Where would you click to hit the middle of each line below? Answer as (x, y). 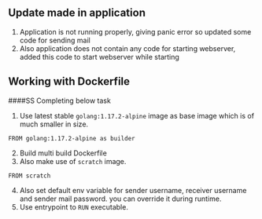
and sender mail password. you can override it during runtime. (120, 199)
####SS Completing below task (60, 100)
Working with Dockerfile (69, 82)
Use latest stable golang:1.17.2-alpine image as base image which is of (137, 115)
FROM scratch (30, 176)
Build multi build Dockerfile (63, 153)
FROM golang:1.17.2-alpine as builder (72, 138)
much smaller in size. (54, 124)
